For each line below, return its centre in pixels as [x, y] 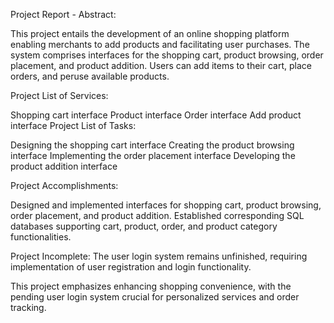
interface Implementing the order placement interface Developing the [153, 155]
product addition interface [64, 166]
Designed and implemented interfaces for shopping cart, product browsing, [166, 205]
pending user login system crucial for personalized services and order [155, 297]
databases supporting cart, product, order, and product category [144, 226]
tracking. [28, 307]
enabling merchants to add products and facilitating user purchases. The [160, 44]
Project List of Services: [59, 95]
